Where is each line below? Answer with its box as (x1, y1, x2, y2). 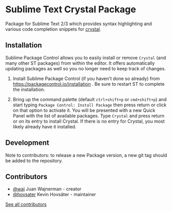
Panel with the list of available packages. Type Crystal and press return (12, 112, 165, 119)
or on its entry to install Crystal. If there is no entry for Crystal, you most (12, 118, 165, 124)
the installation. (12, 86, 45, 92)
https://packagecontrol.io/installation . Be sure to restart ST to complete (12, 81, 165, 87)
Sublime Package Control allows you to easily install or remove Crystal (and (5, 54, 166, 61)
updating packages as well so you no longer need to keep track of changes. (5, 65, 166, 71)
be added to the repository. (5, 158, 63, 164)
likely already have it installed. (12, 123, 77, 129)
